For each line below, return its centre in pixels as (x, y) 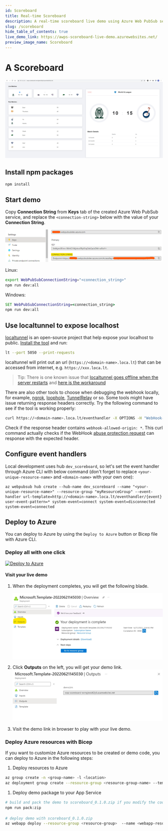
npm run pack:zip (23, 807)
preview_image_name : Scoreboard (39, 43)
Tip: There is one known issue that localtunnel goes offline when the (88, 377)
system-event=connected (30, 507)
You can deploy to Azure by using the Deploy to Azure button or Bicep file (81, 534)
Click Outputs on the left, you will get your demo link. (67, 667)
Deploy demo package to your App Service (57, 792)
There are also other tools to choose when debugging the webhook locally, (82, 392)
